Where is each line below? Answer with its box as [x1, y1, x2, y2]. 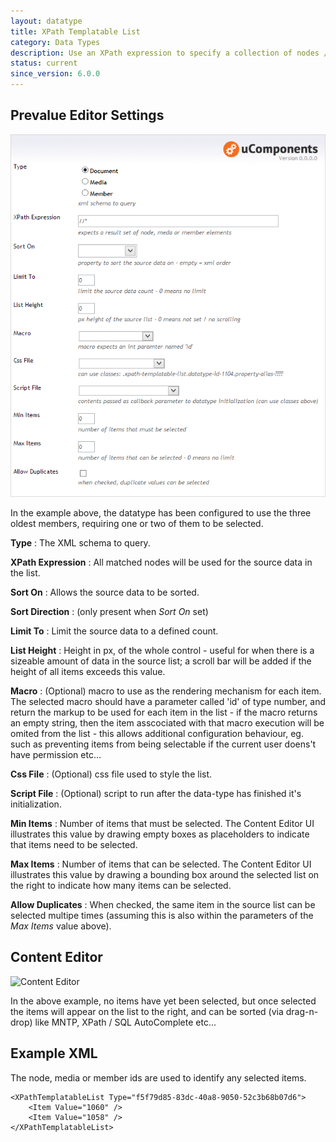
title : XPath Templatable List [10, 26, 141, 37]
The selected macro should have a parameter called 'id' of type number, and [10, 696, 327, 707]
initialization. [10, 798, 62, 810]
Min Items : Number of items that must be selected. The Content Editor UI [10, 818, 315, 829]
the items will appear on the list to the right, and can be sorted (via [10, 1005, 284, 1017]
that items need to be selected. [10, 839, 138, 850]
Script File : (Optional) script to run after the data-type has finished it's [10, 788, 302, 799]
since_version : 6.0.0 [10, 69, 101, 79]
